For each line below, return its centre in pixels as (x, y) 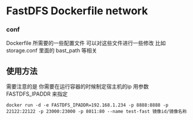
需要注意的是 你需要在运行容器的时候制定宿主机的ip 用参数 (77, 87)
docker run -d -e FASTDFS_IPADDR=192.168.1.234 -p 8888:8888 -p (87, 105)
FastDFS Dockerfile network (77, 11)
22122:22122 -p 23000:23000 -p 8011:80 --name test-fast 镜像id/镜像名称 (96, 112)
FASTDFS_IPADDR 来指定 (37, 94)
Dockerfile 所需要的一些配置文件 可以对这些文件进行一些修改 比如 (86, 43)
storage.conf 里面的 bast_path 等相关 (52, 50)
